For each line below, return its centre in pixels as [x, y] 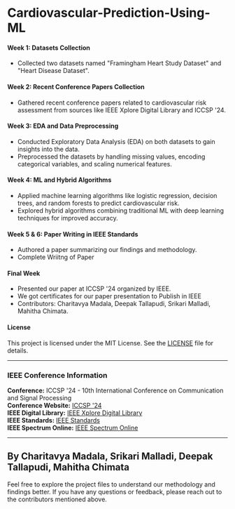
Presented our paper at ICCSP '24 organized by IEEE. [94, 289]
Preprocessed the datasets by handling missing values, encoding [111, 157]
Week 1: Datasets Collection [49, 48]
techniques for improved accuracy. [67, 218]
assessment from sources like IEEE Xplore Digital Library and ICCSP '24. [121, 110]
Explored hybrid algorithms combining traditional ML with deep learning [120, 211]
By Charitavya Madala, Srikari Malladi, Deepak [110, 457]
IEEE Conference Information [57, 375]
